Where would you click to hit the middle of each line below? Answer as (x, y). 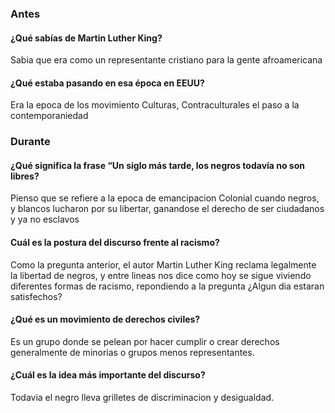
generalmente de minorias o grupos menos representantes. (132, 352)
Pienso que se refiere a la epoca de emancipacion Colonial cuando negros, (165, 198)
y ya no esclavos (45, 219)
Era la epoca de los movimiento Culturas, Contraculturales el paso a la (155, 105)
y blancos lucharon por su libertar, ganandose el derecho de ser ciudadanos (167, 209)
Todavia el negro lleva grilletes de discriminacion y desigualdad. (142, 398)
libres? (25, 176)
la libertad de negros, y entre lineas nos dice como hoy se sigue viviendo (161, 275)
